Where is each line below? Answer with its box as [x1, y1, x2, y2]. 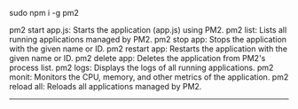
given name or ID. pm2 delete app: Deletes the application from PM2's [9, 53, 266, 63]
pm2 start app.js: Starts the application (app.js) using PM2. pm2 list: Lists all [9, 25, 287, 35]
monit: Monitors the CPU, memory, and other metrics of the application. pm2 [9, 72, 289, 82]
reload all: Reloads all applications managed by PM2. [9, 82, 202, 91]
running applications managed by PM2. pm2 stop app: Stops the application [9, 35, 286, 44]
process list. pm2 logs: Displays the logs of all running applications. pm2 [9, 62, 274, 73]
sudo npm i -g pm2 [9, 8, 80, 18]
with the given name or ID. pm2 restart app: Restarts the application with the [9, 43, 288, 54]
